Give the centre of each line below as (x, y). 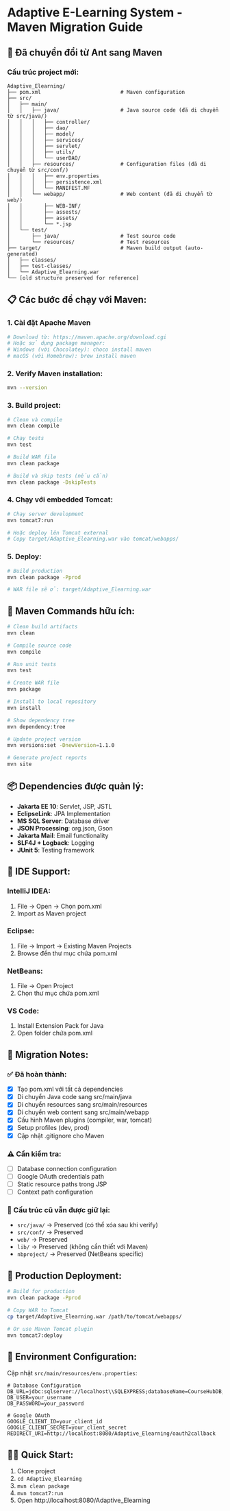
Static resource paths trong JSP (62, 1184)
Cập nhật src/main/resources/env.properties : (72, 1373)
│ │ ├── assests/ (44, 212)
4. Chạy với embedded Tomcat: (60, 500)
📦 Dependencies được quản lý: (75, 786)
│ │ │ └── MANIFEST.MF (49, 188)
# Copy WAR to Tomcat (38, 1310)
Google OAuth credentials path (61, 1176)
